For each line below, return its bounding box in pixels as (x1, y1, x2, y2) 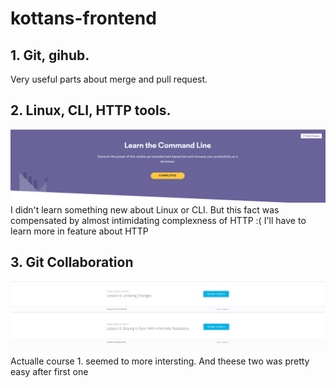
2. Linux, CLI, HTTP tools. (10, 102, 172, 119)
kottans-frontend (10, 7, 157, 30)
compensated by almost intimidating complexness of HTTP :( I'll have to (10, 214, 307, 226)
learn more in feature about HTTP (10, 225, 149, 237)
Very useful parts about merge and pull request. (10, 73, 208, 85)
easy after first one (10, 365, 89, 377)
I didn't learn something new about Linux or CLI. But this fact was (10, 203, 280, 216)
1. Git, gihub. (10, 47, 90, 64)
